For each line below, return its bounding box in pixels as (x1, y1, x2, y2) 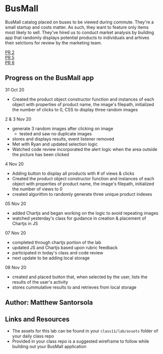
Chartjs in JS (12, 220, 38, 226)
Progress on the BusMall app (5, 74, 94, 82)
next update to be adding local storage (12, 255, 90, 261)
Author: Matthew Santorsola (5, 298, 93, 307)
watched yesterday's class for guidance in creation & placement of (12, 215, 146, 221)
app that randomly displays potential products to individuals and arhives (5, 35, 149, 41)
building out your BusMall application (12, 343, 87, 349)
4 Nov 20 (5, 161, 24, 167)
